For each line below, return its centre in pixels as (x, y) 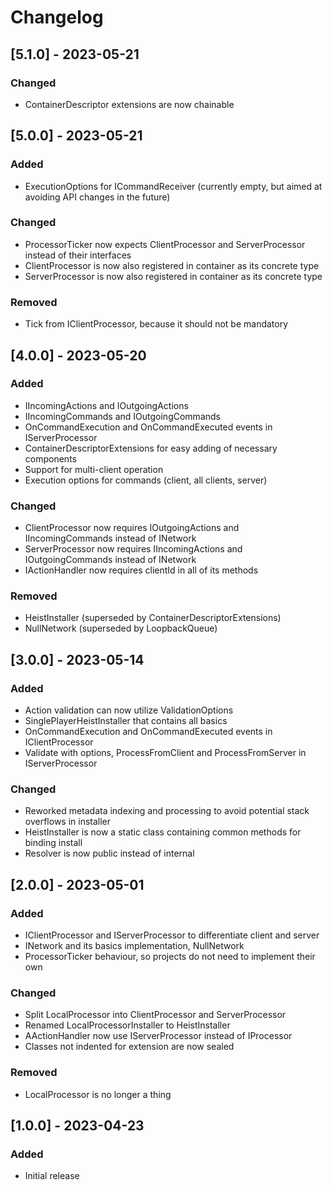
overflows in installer (68, 822)
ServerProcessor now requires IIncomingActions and (133, 549)
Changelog (57, 17)
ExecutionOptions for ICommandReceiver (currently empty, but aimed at (173, 186)
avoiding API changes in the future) (97, 197)
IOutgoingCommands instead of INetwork (110, 560)
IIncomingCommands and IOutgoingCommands (122, 416)
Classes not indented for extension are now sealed (129, 1047)
